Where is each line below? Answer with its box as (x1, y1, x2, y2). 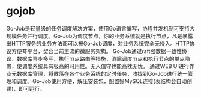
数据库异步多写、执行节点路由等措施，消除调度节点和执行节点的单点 (16, 55, 185, 62)
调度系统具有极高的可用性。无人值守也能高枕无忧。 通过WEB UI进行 (22, 62, 190, 70)
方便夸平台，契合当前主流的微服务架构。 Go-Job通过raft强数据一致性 (11, 47, 182, 55)
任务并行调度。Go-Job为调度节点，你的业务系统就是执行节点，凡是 (16, 32, 183, 40)
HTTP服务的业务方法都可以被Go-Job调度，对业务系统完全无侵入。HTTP (11, 40, 190, 47)
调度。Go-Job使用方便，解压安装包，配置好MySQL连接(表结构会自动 (16, 77, 187, 85)
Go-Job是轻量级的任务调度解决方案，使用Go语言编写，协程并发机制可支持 (6, 25, 190, 32)
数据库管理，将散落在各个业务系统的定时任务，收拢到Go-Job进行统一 (16, 70, 188, 77)
